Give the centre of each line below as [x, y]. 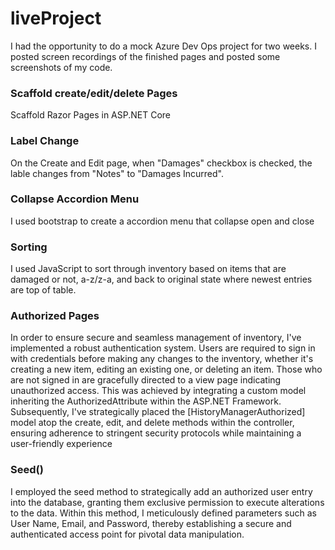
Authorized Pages [55, 316]
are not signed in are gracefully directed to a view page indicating [146, 380]
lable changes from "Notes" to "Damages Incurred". [117, 173]
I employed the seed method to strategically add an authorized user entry [161, 491]
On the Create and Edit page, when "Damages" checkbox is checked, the [161, 163]
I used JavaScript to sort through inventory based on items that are [148, 269]
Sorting [29, 247]
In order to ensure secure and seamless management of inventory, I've [156, 338]
